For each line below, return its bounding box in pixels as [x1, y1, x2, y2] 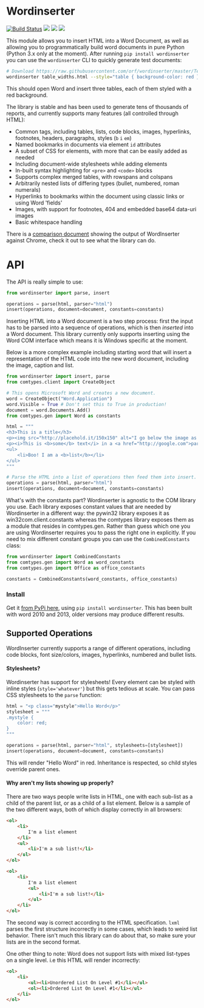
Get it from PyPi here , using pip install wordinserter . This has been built [6, 604, 192, 611]
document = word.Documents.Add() [6, 407, 91, 413]
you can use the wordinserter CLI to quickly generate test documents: [6, 56, 182, 63]
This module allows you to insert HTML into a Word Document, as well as [6, 37, 189, 44]
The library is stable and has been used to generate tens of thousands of [6, 103, 189, 110]
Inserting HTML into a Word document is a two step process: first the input [6, 318, 193, 325]
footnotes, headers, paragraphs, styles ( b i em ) [15, 134, 132, 141]
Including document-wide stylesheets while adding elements [15, 160, 168, 167]
